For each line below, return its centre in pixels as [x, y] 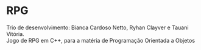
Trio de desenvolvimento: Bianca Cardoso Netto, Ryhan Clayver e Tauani [97, 27]
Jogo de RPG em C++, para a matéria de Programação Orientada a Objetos [101, 40]
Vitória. [15, 34]
